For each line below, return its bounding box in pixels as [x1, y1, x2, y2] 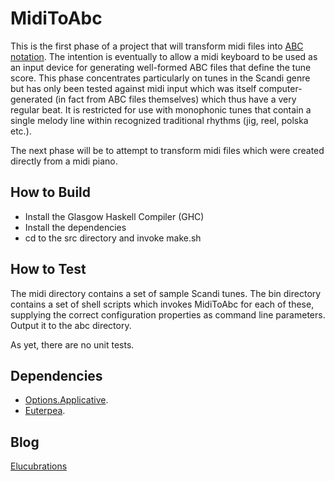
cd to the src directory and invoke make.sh [24, 232, 202, 244]
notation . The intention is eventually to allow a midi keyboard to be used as [10, 50, 318, 62]
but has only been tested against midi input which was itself [10, 82, 257, 94]
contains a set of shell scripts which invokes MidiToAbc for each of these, [10, 298, 315, 310]
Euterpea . [24, 405, 66, 417]
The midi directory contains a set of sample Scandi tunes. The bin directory [10, 287, 322, 299]
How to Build [10, 184, 92, 201]
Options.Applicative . [24, 394, 109, 406]
